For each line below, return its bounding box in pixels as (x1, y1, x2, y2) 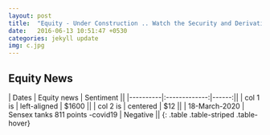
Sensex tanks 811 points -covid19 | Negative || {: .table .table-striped (8, 109, 235, 119)
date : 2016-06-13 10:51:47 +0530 (8, 27, 128, 35)
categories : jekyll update (8, 34, 99, 43)
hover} (8, 118, 31, 128)
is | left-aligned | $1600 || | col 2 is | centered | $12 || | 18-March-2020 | (8, 101, 245, 111)
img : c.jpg (8, 42, 45, 50)
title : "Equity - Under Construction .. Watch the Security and (8, 19, 231, 27)
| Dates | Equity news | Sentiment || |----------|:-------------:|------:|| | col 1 (8, 92, 260, 102)
